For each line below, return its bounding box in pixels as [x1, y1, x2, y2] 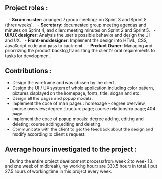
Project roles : [5, 4, 48, 12]
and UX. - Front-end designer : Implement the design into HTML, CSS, [5, 37, 148, 43]
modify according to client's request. [12, 131, 86, 137]
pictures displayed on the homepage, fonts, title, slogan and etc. [12, 90, 141, 96]
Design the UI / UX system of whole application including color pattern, [12, 85, 154, 91]
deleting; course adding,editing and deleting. [12, 121, 102, 127]
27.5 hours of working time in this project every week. [5, 168, 113, 174]
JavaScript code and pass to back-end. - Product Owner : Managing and [5, 42, 153, 48]
